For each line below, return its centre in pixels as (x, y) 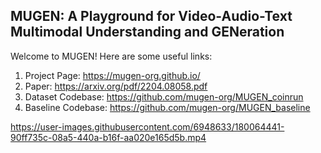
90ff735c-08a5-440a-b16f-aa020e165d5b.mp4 (108, 137)
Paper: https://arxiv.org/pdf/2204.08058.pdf (116, 86)
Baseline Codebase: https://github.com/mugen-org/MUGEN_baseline (167, 107)
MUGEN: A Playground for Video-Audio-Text (151, 16)
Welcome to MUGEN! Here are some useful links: (111, 56)
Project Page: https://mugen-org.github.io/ (112, 75)
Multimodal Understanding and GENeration (147, 32)
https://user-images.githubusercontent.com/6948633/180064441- (147, 126)
